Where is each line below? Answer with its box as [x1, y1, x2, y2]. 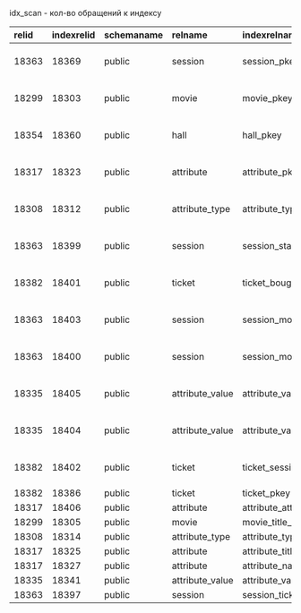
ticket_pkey [242, 487, 291, 499]
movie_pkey [242, 92, 293, 104]
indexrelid [51, 29, 96, 41]
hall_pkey [242, 129, 282, 141]
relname [171, 29, 208, 41]
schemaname [104, 29, 164, 41]
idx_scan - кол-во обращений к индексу [9, 8, 162, 18]
